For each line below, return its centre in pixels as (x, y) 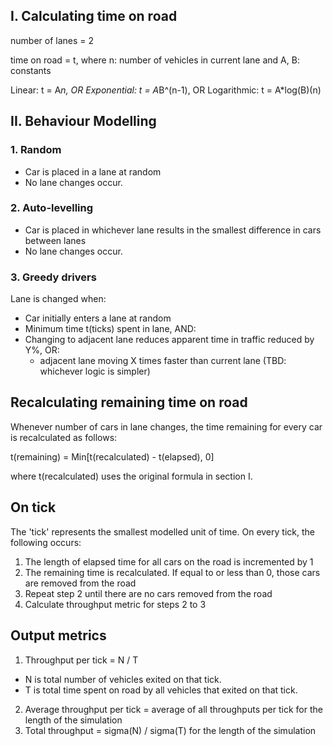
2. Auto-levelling (52, 208)
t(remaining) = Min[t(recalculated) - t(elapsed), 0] (112, 456)
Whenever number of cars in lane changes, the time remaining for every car (166, 426)
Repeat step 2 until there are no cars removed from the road (148, 593)
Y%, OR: (42, 350)
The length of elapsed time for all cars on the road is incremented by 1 (169, 561)
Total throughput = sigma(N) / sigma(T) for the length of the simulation (170, 730)
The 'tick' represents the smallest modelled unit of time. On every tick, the (162, 531)
